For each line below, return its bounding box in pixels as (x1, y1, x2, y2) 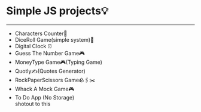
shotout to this (14, 100, 51, 107)
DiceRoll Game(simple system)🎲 (14, 36, 95, 43)
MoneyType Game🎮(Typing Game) (14, 58, 103, 66)
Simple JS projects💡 (6, 4, 109, 18)
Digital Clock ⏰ (14, 42, 52, 49)
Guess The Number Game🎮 (14, 49, 85, 57)
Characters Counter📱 (14, 30, 68, 37)
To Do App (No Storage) (14, 94, 75, 101)
